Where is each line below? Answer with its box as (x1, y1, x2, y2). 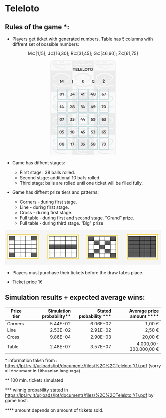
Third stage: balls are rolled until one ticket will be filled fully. (19, 180, 143, 186)
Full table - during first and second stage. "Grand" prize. (19, 215, 135, 221)
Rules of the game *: (5, 23, 70, 31)
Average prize (129, 308, 159, 314)
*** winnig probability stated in (5, 387, 68, 393)
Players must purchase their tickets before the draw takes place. (12, 270, 144, 276)
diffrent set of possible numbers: (12, 41, 79, 47)
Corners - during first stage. (19, 199, 77, 205)
